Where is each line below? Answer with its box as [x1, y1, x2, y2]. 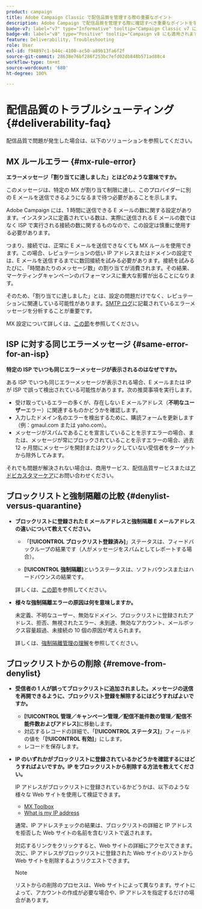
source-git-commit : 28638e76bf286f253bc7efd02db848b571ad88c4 [6, 54, 165, 60]
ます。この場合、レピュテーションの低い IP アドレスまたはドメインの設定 [6, 249, 188, 256]
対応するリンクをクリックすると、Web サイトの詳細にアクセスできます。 [14, 842, 195, 849]
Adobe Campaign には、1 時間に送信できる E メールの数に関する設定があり [6, 207, 192, 213]
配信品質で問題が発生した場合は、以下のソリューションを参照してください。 [6, 137, 195, 144]
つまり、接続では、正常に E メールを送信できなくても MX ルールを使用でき [6, 242, 192, 249]
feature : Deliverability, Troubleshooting [6, 37, 114, 43]
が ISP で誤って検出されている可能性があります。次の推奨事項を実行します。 [6, 386, 195, 393]
